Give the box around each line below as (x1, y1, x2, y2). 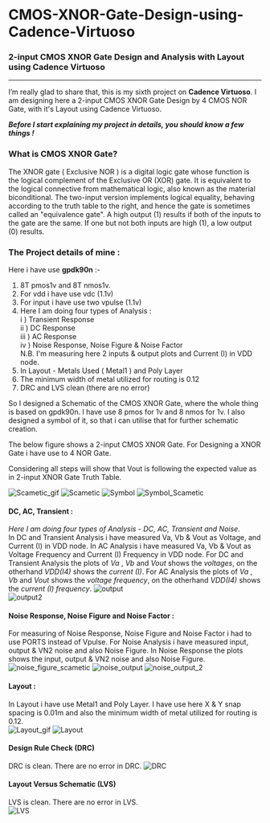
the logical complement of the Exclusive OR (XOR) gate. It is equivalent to (8, 175, 252, 185)
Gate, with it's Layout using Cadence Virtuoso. (8, 104, 162, 114)
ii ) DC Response (19, 323, 76, 333)
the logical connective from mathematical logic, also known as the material (8, 183, 256, 194)
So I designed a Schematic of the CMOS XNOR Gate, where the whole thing (8, 399, 259, 408)
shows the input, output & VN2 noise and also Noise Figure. (8, 654, 206, 664)
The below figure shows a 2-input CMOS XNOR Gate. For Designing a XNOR (8, 440, 261, 449)
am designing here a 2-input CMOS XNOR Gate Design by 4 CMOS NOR (8, 96, 247, 105)
